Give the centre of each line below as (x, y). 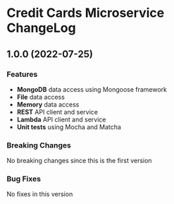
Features (22, 74)
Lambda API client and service (61, 119)
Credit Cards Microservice (86, 13)
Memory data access (48, 104)
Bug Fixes (24, 179)
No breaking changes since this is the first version (79, 161)
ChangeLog (41, 28)
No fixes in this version (40, 194)
